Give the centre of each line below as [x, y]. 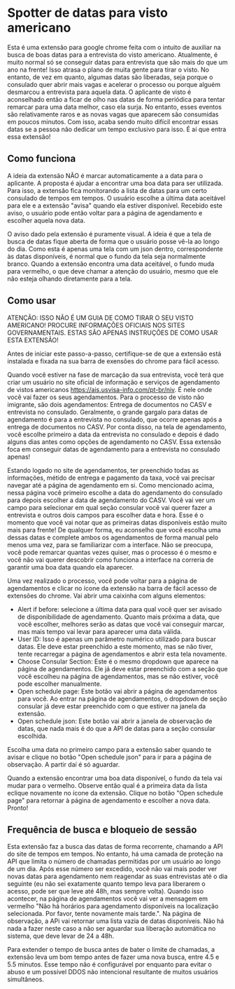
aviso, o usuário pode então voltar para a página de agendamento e [105, 213]
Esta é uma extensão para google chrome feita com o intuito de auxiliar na [114, 47]
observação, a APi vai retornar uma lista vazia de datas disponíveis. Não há [116, 921]
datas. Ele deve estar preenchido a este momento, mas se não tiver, [115, 646]
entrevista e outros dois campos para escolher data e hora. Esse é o [106, 515]
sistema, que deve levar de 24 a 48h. [60, 936]
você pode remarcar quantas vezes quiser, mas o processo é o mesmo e [112, 552]
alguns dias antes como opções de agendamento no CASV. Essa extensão [114, 442]
